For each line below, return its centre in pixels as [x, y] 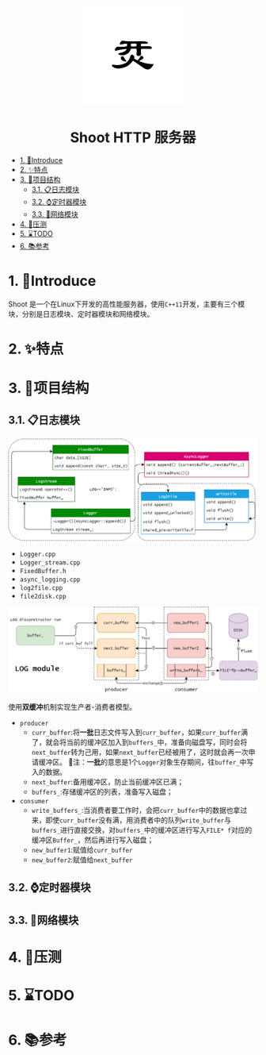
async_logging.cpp [50, 579]
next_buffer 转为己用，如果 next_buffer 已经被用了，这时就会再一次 [140, 753]
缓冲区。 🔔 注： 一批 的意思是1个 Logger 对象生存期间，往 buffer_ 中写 [146, 762]
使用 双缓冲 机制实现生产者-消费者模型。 [72, 707]
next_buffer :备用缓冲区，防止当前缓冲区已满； [108, 782]
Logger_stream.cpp [50, 562]
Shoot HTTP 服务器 [133, 138]
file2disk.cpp [43, 596]
